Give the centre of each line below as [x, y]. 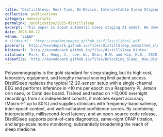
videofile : [16, 59]
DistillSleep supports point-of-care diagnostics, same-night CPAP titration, [79, 119]
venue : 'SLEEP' [20, 37]
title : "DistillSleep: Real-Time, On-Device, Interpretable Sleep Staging [82, 9]
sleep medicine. [21, 129]
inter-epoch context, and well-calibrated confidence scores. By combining [79, 109]
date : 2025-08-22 [23, 32]
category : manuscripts [28, 18]
